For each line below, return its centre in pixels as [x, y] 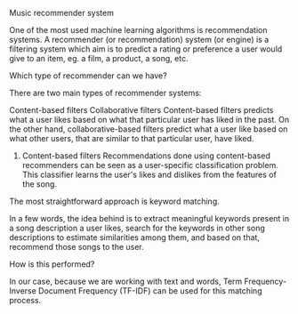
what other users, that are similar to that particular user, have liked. [132, 138]
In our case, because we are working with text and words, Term [126, 281]
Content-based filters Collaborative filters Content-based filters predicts [141, 110]
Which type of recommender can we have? [88, 76]
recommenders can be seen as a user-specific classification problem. [150, 165]
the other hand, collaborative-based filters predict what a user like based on [149, 129]
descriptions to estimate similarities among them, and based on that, [135, 238]
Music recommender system [61, 13]
